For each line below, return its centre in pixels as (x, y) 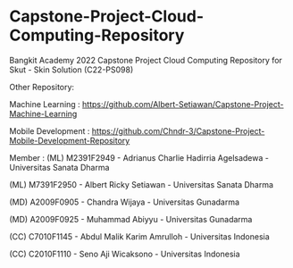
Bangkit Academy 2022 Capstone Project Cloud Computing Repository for (146, 60)
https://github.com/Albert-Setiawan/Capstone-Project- (183, 104)
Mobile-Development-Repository (70, 140)
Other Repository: (42, 87)
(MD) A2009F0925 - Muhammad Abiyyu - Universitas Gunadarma (131, 219)
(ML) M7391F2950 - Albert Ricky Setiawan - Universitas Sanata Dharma (142, 184)
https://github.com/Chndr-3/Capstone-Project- (178, 130)
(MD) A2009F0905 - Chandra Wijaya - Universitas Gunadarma (124, 202)
